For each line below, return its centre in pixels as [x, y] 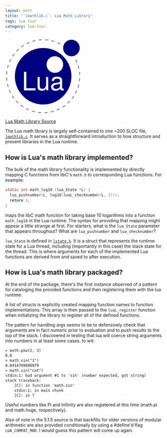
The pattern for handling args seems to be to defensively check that [75, 325]
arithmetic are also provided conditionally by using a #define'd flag [74, 425]
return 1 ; [20, 200]
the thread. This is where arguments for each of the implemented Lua [77, 251]
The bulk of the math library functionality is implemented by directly [75, 169]
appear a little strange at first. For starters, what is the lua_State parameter [82, 226]
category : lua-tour [25, 26]
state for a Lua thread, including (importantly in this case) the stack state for [83, 246]
